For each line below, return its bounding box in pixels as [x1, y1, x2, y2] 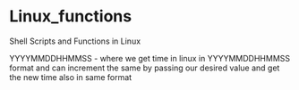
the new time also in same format [9, 71, 132, 82]
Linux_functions [9, 6, 132, 27]
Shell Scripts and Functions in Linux [9, 36, 141, 46]
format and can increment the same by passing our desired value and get [9, 62, 280, 73]
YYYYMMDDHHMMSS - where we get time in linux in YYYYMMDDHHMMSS [9, 53, 291, 63]
